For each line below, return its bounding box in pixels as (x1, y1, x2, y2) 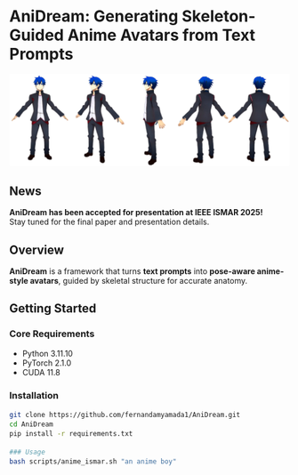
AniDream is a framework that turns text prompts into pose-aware (9, 265, 256, 277)
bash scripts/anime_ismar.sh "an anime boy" (9, 457, 177, 466)
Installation (9, 389, 60, 401)
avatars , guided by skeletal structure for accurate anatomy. (29, 275, 248, 286)
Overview (9, 242, 65, 257)
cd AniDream (9, 420, 53, 429)
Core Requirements (9, 327, 95, 340)
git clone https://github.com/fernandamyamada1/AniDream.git (9, 410, 241, 419)
